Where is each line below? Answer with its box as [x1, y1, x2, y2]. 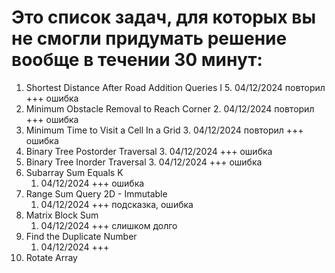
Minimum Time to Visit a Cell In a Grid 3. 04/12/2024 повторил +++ [25, 124, 304, 136]
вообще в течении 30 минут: [11, 49, 263, 71]
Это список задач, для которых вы [11, 6, 316, 29]
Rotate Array [25, 251, 78, 263]
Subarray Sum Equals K [25, 166, 124, 178]
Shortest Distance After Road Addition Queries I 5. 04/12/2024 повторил [25, 81, 326, 93]
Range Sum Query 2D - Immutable [25, 187, 168, 200]
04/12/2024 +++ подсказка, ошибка [40, 198, 194, 210]
